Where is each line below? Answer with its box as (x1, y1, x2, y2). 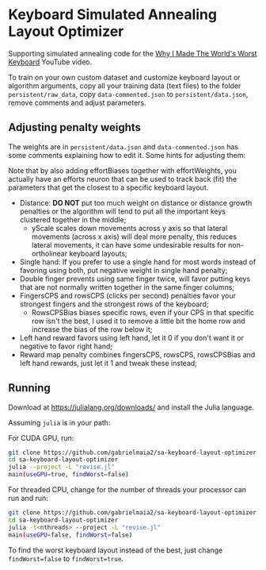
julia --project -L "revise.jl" (8, 463, 115, 472)
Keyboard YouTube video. (8, 57, 93, 67)
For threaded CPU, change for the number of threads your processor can (8, 485, 247, 495)
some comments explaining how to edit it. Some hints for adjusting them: (8, 150, 246, 160)
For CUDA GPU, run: (8, 433, 74, 442)
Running (8, 381, 51, 395)
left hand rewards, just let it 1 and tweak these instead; (19, 358, 198, 368)
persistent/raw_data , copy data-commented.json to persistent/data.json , (8, 89, 249, 98)
